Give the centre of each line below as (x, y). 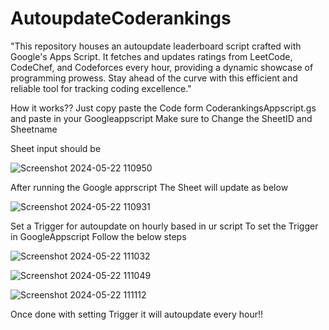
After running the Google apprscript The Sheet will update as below (149, 187)
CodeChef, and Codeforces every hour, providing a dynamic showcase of (162, 67)
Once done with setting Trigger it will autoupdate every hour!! (137, 314)
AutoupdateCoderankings (121, 18)
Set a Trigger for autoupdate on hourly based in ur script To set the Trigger (164, 226)
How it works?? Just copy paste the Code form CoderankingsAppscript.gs (163, 108)
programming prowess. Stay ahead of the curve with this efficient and (154, 78)
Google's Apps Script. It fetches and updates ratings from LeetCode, (151, 56)
